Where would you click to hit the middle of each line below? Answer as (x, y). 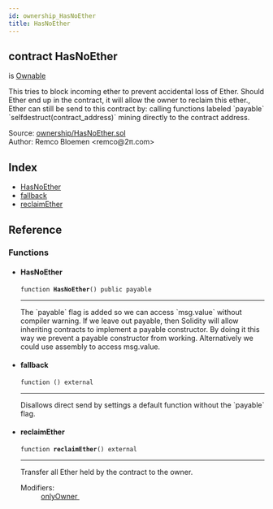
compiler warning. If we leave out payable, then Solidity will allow (129, 321)
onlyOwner (59, 497)
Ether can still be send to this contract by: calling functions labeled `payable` (136, 109)
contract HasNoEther (63, 56)
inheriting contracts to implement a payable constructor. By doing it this (140, 329)
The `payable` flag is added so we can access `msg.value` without (131, 312)
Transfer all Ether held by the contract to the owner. (106, 472)
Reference (35, 229)
